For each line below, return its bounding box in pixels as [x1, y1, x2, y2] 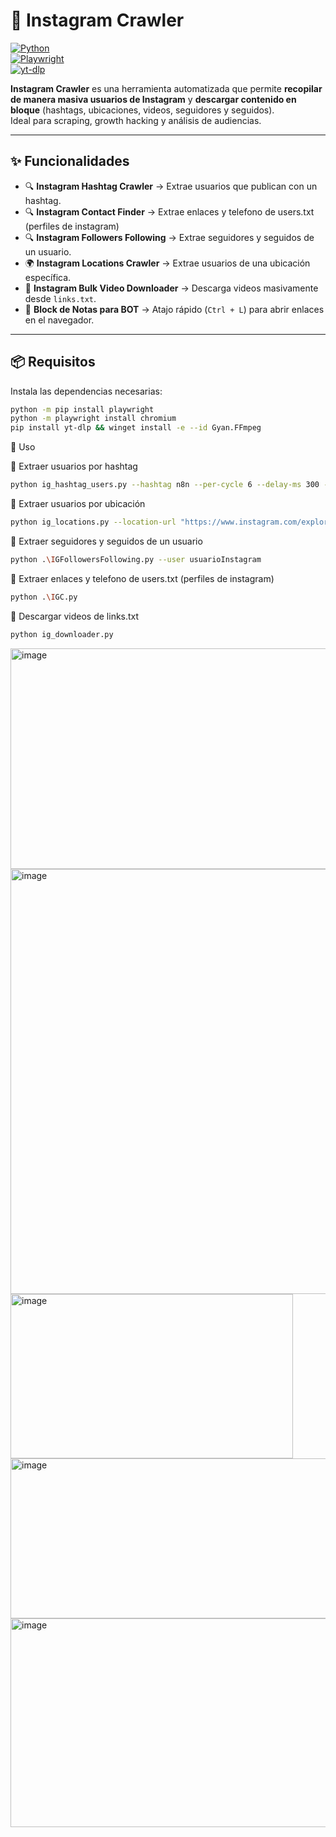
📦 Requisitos [10, 354, 96, 371]
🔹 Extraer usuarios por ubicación [10, 498, 146, 510]
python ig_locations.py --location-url [10, 517, 177, 528]
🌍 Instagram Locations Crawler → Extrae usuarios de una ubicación [24, 257, 311, 269]
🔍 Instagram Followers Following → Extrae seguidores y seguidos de [24, 231, 315, 243]
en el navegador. [24, 314, 95, 326]
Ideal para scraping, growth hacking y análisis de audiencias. [10, 114, 262, 126]
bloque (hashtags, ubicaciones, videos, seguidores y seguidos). [10, 104, 275, 116]
